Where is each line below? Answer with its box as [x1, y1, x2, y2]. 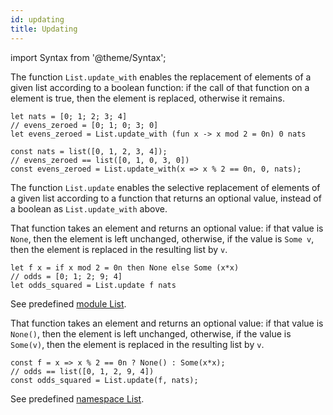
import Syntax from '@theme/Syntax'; [10, 51, 167, 63]
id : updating [10, 14, 65, 25]
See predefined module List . [10, 297, 127, 310]
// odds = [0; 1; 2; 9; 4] [10, 271, 123, 281]
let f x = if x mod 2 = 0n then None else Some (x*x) [10, 262, 240, 273]
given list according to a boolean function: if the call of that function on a [10, 81, 310, 93]
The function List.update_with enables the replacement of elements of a [10, 71, 312, 83]
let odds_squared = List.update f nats [10, 280, 177, 290]
